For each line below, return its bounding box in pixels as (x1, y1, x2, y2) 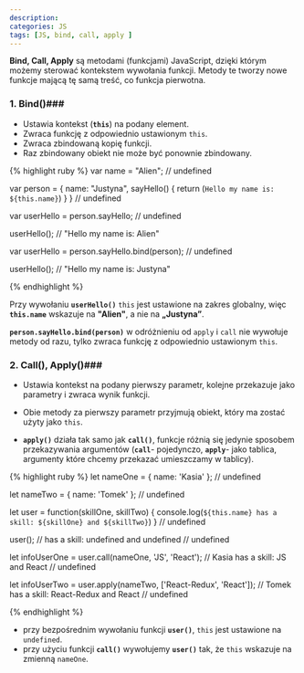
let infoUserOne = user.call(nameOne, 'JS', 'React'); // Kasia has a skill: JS (9, 552, 287, 563)
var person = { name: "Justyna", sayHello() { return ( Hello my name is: (9, 183, 275, 194)
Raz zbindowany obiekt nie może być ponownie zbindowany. (22, 147, 253, 158)
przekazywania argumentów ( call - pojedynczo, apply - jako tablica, (22, 444, 277, 455)
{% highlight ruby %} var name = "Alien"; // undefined (9, 165, 213, 176)
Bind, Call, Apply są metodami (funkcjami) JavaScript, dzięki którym (9, 56, 267, 67)
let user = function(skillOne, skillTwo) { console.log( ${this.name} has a (9, 506, 278, 517)
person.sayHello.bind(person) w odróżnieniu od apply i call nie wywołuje (9, 326, 288, 337)
